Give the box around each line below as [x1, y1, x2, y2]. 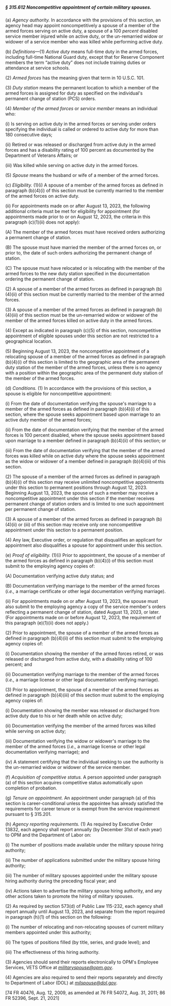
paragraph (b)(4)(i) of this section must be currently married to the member [5, 187, 164, 194]
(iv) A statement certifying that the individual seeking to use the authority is [5, 759, 164, 765]
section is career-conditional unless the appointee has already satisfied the [5, 800, 163, 806]
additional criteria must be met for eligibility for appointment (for [5, 208, 140, 214]
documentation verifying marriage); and [5, 748, 89, 755]
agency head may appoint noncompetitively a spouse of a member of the [5, 22, 160, 28]
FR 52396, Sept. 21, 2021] [5, 995, 60, 1001]
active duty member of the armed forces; [5, 416, 92, 423]
